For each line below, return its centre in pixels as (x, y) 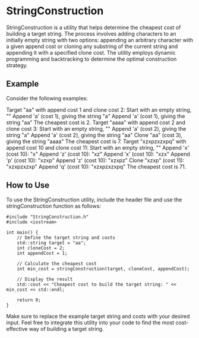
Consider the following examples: (47, 98)
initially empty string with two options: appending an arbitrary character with (100, 40)
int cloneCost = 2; (41, 248)
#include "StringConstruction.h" (48, 217)
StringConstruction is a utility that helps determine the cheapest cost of (94, 27)
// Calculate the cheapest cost (57, 263)
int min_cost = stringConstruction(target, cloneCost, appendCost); (103, 268)
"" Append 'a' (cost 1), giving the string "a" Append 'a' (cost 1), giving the (96, 116)
